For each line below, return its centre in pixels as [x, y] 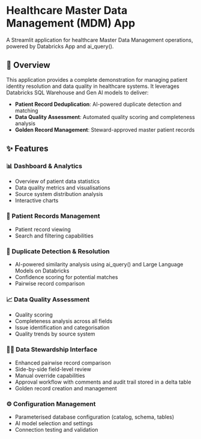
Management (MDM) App [71, 23]
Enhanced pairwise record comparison [63, 363]
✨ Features [27, 149]
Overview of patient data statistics [57, 182]
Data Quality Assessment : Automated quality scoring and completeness [105, 117]
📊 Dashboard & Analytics [44, 166]
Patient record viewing [43, 229]
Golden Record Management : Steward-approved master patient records [105, 129]
